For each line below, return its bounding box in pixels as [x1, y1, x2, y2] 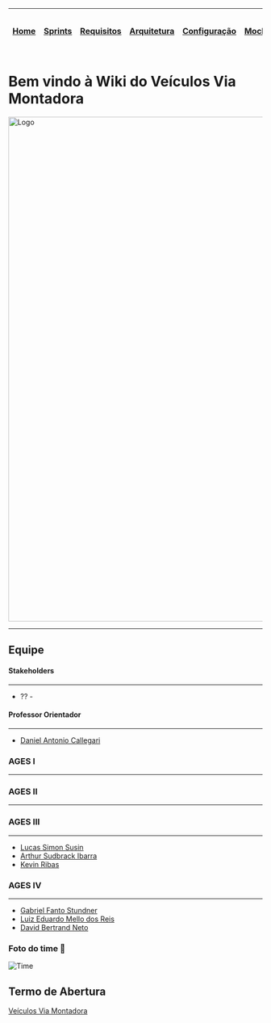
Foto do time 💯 [8, 942, 66, 954]
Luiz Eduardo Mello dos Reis [19, 914, 115, 924]
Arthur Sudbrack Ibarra [19, 851, 98, 861]
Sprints [43, 26, 73, 36]
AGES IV [8, 879, 42, 891]
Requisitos [80, 26, 123, 36]
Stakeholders [8, 665, 55, 675]
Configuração [182, 26, 236, 36]
